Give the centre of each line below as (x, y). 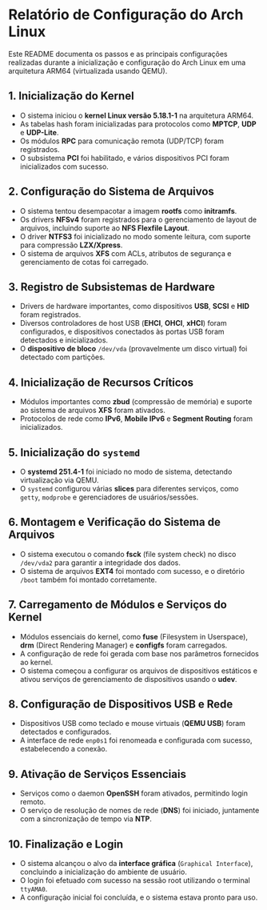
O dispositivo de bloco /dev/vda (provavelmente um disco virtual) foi (133, 349)
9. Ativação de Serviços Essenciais (97, 774)
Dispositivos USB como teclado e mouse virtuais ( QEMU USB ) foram (133, 724)
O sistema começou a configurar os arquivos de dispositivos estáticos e (139, 671)
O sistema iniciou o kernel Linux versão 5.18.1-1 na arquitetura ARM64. (137, 115)
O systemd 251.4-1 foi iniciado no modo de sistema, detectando (126, 471)
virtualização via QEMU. (59, 480)
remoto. (33, 802)
